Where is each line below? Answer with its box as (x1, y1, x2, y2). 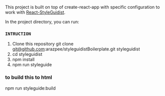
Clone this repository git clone (12, 41, 74, 47)
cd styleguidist (12, 51, 43, 57)
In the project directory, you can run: (5, 19, 79, 24)
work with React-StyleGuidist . (5, 9, 66, 15)
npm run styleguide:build (5, 85, 56, 91)
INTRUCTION (5, 31, 31, 36)
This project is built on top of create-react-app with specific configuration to (5, 4, 160, 10)
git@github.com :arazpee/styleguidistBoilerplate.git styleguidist (12, 46, 140, 52)
